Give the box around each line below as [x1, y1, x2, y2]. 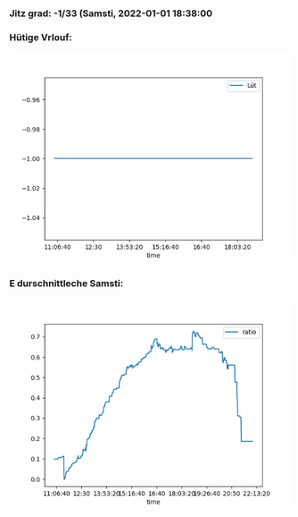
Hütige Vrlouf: [9, 30, 73, 43]
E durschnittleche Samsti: [9, 277, 124, 290]
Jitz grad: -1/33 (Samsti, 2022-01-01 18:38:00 [9, 7, 213, 20]
